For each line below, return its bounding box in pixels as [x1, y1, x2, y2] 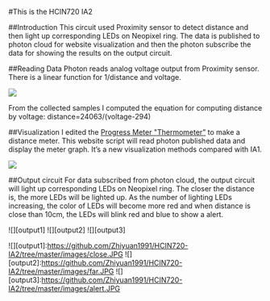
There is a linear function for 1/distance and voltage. [8, 73, 181, 82]
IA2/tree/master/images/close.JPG [8, 249, 123, 259]
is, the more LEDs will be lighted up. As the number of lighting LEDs [8, 193, 232, 202]
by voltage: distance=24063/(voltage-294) [8, 112, 152, 121]
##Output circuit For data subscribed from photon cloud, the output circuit [8, 175, 255, 185]
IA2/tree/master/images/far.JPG [8, 266, 114, 276]
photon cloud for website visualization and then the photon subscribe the [8, 40, 251, 49]
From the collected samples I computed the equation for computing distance [8, 103, 263, 112]
